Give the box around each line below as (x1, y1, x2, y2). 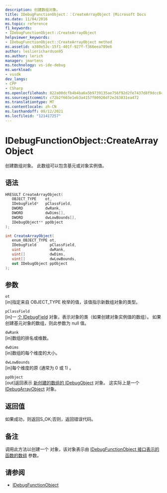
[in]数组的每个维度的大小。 (5, 350, 60, 356)
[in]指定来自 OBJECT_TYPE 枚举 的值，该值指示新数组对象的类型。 (5, 299, 141, 305)
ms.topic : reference (5, 21, 48, 26)
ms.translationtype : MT (5, 100, 55, 105)
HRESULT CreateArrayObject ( (5, 192, 64, 197)
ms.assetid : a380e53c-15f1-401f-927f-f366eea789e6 (5, 44, 112, 49)
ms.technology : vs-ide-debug (5, 63, 66, 68)
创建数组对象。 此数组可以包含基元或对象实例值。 (5, 163, 107, 168)
